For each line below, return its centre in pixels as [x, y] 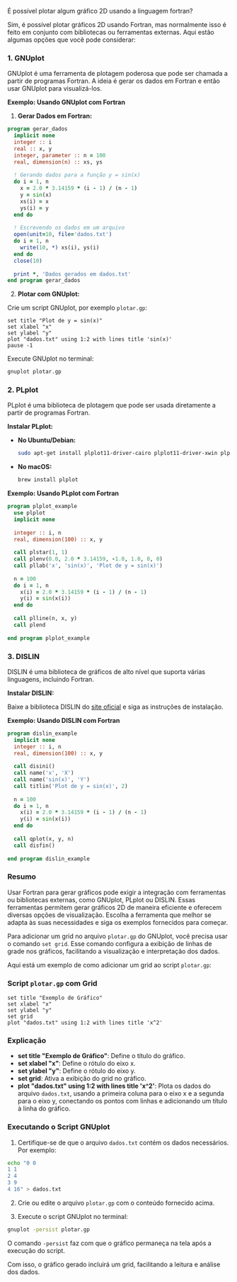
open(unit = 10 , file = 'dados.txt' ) [63, 235]
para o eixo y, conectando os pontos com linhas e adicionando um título [122, 1101]
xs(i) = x [35, 201]
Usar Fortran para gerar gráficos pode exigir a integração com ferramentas [117, 892]
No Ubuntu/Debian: [47, 440]
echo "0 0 [22, 1163]
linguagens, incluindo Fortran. [51, 679]
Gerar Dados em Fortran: [55, 116]
